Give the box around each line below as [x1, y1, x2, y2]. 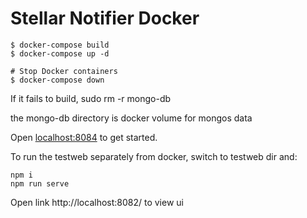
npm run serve [10, 178, 70, 189]
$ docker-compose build [10, 40, 110, 50]
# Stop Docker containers [10, 66, 118, 76]
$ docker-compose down [10, 75, 105, 85]
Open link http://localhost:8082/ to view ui [10, 196, 184, 208]
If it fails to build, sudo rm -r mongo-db [10, 92, 172, 104]
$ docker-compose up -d [10, 48, 110, 59]
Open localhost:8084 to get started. [10, 131, 158, 143]
